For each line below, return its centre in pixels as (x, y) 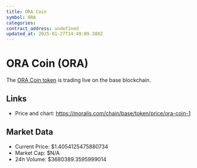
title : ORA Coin (26, 12)
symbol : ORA (21, 17)
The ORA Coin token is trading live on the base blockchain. (79, 80)
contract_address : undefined (43, 28)
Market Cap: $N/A (37, 152)
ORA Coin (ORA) (47, 64)
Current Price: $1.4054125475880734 (62, 146)
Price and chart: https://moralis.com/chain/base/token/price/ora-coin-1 (103, 113)
